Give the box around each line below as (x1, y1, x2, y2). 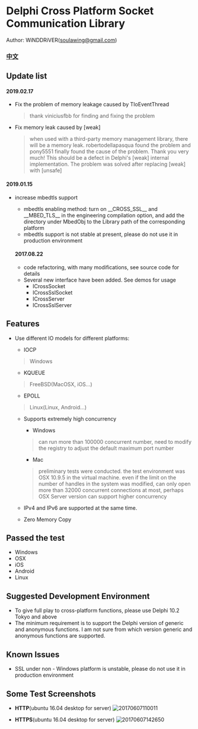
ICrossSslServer (32, 301, 72, 308)
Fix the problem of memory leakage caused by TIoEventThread (14, 101, 170, 108)
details (23, 270, 40, 277)
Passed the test (6, 533, 65, 543)
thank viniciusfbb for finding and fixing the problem (29, 112, 155, 119)
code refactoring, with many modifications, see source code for (23, 263, 180, 271)
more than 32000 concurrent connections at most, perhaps (38, 486, 184, 494)
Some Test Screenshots (6, 689, 96, 699)
